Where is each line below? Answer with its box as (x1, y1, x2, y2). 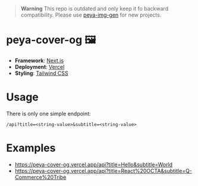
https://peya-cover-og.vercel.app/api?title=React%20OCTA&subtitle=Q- (14, 167, 192, 174)
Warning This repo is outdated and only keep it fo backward (20, 5, 168, 12)
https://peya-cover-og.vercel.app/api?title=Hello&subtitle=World (14, 160, 173, 168)
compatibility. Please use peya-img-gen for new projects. (20, 11, 162, 18)
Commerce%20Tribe (14, 174, 67, 181)
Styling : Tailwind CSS (14, 70, 68, 77)
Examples (6, 141, 56, 155)
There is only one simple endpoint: (6, 110, 91, 117)
